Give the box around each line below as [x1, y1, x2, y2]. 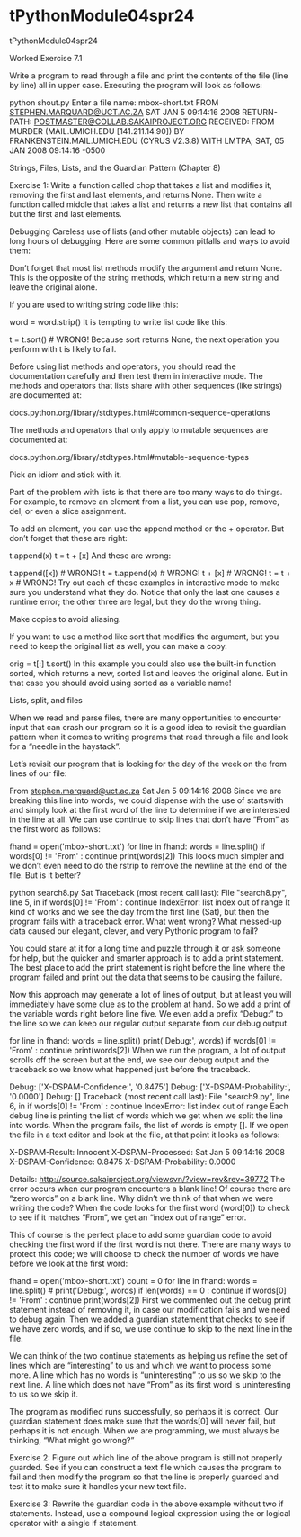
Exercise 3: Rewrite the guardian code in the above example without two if [9, 1498, 285, 1509]
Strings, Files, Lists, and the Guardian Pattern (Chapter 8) [9, 162, 222, 173]
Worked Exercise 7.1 [9, 52, 83, 63]
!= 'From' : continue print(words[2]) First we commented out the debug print [9, 1294, 292, 1306]
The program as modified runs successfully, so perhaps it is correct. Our [9, 1406, 279, 1416]
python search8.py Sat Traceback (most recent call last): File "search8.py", [9, 887, 288, 898]
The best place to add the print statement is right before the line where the [9, 962, 286, 972]
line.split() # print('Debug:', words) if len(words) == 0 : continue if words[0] [9, 1285, 288, 1296]
